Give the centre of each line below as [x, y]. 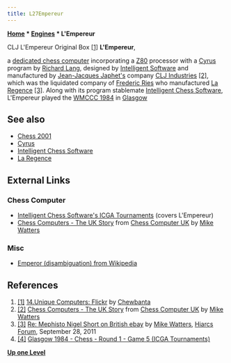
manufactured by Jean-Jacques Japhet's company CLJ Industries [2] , [108, 75]
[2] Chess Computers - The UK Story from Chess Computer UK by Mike [120, 309]
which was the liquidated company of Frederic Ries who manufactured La [113, 83]
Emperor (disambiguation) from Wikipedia [77, 263]
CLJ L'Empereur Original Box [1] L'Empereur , [71, 47]
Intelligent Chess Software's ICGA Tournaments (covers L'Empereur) [115, 215]
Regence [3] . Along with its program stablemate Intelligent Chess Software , [115, 90]
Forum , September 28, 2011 [56, 332]
